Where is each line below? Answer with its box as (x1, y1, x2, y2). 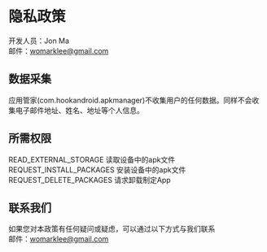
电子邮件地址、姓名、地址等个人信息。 (15, 105, 144, 115)
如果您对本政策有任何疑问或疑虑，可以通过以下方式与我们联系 (8, 224, 216, 234)
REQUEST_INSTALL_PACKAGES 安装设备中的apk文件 (8, 164, 186, 175)
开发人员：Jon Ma (8, 36, 70, 46)
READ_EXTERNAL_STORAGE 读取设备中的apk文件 (8, 154, 176, 164)
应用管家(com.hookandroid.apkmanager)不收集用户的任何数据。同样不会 (8, 95, 252, 105)
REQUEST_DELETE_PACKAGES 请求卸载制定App (8, 175, 171, 185)
